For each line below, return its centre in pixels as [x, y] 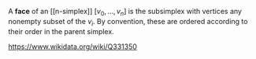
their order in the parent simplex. [61, 31]
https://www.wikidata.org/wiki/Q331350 [73, 47]
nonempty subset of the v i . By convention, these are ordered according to [128, 22]
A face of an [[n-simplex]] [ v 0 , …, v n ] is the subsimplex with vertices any [125, 12]
